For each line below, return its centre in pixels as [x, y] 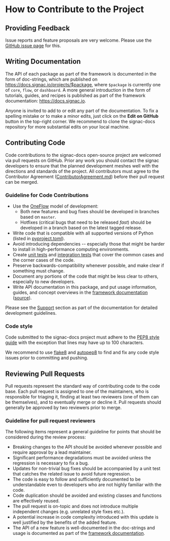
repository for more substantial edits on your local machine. [68, 127]
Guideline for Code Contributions [47, 195]
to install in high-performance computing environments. [71, 249]
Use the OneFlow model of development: [56, 206]
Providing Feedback [38, 28]
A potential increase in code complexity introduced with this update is [86, 517]
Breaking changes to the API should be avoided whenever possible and [87, 447]
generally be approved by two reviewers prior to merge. [63, 408]
